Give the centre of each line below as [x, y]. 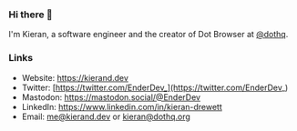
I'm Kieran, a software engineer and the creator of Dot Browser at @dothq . [148, 35]
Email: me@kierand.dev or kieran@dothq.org [106, 116]
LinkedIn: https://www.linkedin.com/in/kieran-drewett [122, 106]
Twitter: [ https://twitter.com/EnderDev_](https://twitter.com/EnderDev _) [155, 87]
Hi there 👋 [31, 15]
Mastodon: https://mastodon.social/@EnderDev [111, 97]
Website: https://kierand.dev [75, 77]
